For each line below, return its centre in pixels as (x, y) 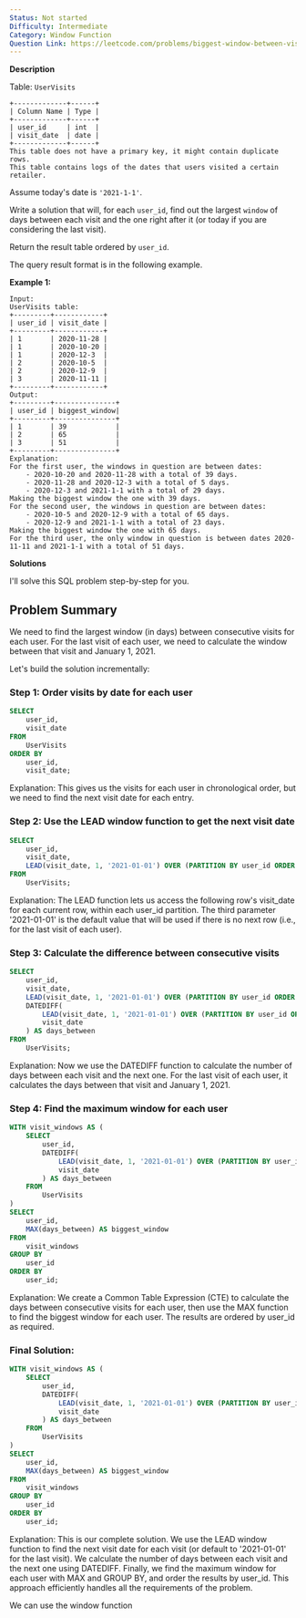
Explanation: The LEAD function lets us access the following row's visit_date (152, 900)
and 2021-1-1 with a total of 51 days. (109, 547)
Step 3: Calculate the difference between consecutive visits (144, 952)
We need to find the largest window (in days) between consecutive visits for (152, 632)
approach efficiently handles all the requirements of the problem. (131, 1587)
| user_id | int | (55, 128)
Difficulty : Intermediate (58, 26)
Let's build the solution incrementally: (80, 669)
